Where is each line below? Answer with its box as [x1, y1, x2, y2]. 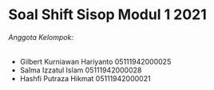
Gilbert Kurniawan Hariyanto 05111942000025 [19, 57, 172, 67]
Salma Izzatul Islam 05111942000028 [19, 65, 142, 75]
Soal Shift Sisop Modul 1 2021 [8, 6, 208, 24]
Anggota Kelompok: [8, 32, 74, 41]
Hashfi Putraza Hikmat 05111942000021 [19, 74, 151, 84]
